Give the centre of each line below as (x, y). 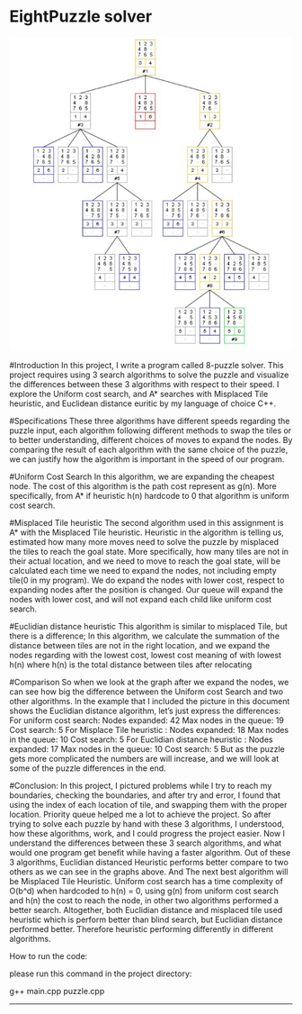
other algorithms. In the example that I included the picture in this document (150, 702)
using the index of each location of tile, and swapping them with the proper (148, 805)
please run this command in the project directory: (101, 973)
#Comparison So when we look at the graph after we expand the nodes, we (149, 683)
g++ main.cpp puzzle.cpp (57, 991)
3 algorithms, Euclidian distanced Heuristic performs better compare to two (149, 863)
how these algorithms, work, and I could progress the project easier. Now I (147, 834)
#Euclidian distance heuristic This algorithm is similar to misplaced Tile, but (148, 627)
